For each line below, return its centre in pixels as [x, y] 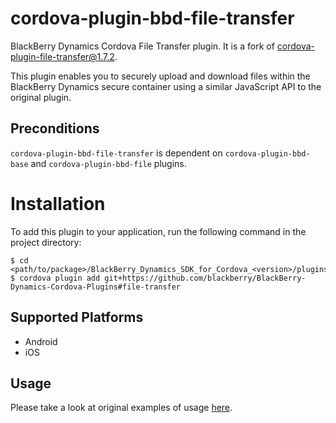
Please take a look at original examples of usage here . [121, 408]
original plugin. [41, 97]
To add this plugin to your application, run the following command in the [158, 231]
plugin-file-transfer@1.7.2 [62, 56]
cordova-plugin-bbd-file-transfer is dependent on [116, 153]
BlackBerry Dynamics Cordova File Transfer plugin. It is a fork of [142, 46]
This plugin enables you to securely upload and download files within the [160, 76]
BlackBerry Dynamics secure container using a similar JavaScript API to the [166, 86]
